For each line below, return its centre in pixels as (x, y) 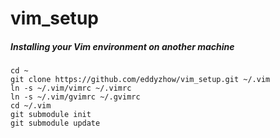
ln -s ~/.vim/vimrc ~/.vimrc (71, 88)
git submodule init (51, 115)
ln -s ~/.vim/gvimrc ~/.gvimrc (75, 97)
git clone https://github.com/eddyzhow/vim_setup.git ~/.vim (140, 80)
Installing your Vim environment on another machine (122, 46)
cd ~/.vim (31, 106)
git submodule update (55, 123)
